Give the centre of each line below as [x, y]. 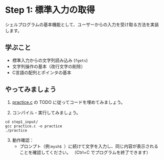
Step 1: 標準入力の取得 [50, 10]
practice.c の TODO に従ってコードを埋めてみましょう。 [69, 102]
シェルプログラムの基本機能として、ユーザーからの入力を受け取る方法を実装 [82, 24]
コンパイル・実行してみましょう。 [46, 113]
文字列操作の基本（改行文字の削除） [49, 66]
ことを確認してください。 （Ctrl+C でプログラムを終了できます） [85, 152]
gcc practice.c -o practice [34, 126]
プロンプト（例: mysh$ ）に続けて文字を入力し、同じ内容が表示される [89, 146]
